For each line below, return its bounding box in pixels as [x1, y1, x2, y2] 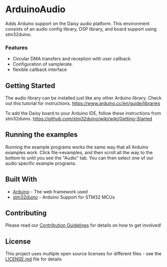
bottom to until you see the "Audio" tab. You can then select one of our [5, 155, 154, 161]
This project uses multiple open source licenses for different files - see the [5, 251, 162, 257]
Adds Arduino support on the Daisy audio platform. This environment [5, 20, 150, 27]
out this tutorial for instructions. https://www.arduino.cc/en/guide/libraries [5, 101, 160, 107]
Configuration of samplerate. [12, 61, 73, 67]
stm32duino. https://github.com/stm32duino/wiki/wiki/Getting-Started [5, 116, 153, 122]
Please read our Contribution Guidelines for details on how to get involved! [5, 222, 162, 228]
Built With [5, 175, 37, 184]
